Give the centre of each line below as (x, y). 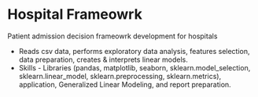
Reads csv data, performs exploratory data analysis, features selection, (134, 51)
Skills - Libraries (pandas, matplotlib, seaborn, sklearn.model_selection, (135, 67)
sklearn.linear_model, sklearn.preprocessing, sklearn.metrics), (120, 76)
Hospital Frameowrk (75, 14)
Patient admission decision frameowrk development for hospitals (112, 36)
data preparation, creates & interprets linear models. (103, 59)
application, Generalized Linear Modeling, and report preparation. (125, 84)
